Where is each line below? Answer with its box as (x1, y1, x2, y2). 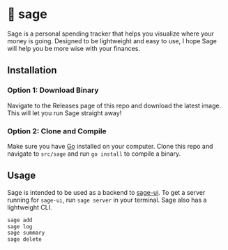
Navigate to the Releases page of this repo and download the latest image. (7, 101, 222, 110)
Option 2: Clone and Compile (7, 126, 107, 135)
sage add (7, 216, 33, 223)
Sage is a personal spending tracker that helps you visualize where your (7, 29, 214, 38)
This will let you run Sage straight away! (7, 108, 122, 117)
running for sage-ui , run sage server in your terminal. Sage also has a (7, 196, 207, 204)
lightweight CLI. (7, 203, 52, 212)
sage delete (7, 236, 42, 243)
